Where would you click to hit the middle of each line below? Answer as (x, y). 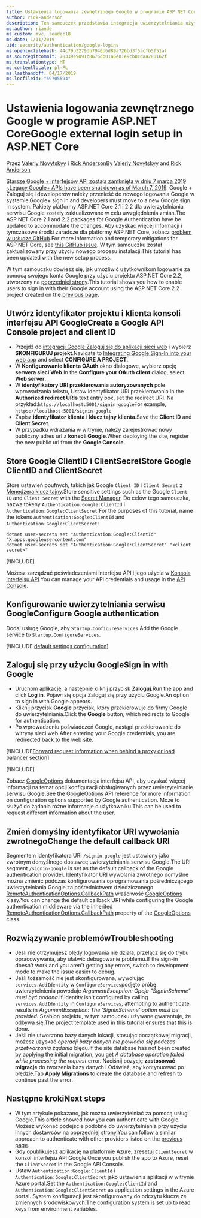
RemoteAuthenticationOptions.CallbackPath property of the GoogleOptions (99, 913)
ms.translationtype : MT (36, 62)
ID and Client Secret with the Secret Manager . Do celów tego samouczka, (98, 498)
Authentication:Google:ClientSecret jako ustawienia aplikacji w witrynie (104, 1177)
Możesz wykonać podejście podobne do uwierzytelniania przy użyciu (101, 1126)
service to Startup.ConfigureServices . (54, 634)
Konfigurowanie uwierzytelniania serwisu (86, 604)
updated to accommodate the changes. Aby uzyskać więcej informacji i (94, 226)
